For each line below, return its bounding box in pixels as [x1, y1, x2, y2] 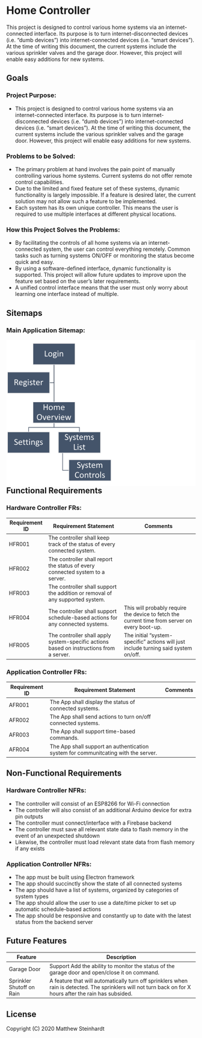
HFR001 [8, 541, 30, 548]
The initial [124, 632, 148, 639]
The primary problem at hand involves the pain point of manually [14, 165, 176, 172]
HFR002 [8, 565, 30, 573]
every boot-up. [124, 623, 162, 631]
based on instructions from [48, 644, 115, 652]
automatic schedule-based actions [14, 905, 101, 913]
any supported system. [48, 596, 105, 603]
